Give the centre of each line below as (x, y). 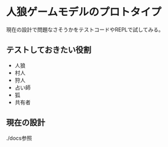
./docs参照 (19, 138)
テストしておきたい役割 (49, 50)
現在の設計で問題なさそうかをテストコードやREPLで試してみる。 (85, 30)
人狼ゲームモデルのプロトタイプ (84, 12)
